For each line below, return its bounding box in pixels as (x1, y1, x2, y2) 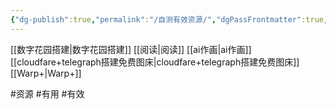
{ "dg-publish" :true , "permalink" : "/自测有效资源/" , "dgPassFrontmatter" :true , (10, 14, 329, 25)
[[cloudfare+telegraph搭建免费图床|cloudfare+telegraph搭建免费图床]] (10, 56, 300, 68)
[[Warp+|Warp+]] (10, 67, 82, 79)
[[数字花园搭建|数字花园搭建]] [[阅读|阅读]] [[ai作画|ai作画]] (10, 43, 252, 55)
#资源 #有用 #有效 (10, 87, 85, 100)
